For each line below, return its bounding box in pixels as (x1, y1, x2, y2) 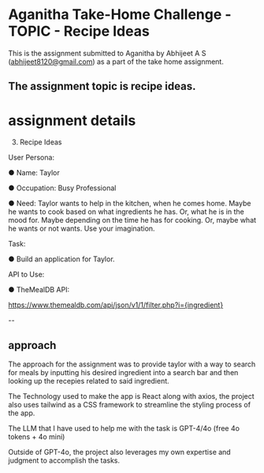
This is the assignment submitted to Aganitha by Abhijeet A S (8, 48, 206, 58)
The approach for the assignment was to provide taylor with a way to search (8, 359, 256, 369)
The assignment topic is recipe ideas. (8, 80, 196, 93)
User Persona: (8, 152, 55, 163)
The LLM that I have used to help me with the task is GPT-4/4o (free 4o (8, 424, 240, 434)
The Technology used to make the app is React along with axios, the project (8, 392, 255, 401)
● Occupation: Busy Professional (8, 183, 117, 193)
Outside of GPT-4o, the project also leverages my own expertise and (8, 448, 231, 457)
